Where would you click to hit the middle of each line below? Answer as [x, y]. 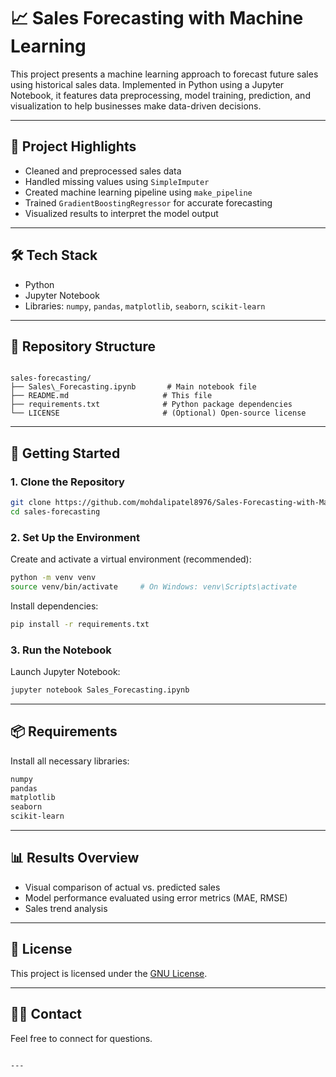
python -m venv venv [53, 578]
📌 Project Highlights [73, 146]
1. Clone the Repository [67, 482]
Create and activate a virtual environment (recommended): [131, 559]
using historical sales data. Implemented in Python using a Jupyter [147, 84]
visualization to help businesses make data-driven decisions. [136, 106]
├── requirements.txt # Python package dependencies [151, 405]
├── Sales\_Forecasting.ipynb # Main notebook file [133, 387]
